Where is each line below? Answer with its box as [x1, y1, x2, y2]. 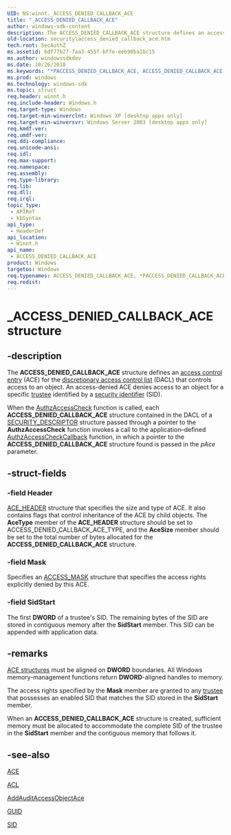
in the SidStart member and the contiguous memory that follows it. [7, 729, 197, 737]
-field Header [7, 488, 53, 497]
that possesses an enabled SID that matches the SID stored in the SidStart [7, 694, 219, 702]
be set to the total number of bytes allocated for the [7, 533, 153, 541]
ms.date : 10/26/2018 [7, 61, 67, 68]
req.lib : [7, 183, 32, 190]
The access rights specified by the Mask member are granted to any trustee [7, 686, 223, 695]
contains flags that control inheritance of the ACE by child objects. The [7, 511, 208, 519]
